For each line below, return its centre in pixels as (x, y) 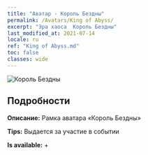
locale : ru (23, 40)
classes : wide (28, 59)
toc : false (23, 53)
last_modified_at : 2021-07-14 (51, 33)
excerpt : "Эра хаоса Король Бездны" (62, 27)
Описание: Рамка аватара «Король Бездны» (74, 118)
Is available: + (28, 145)
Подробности (39, 101)
